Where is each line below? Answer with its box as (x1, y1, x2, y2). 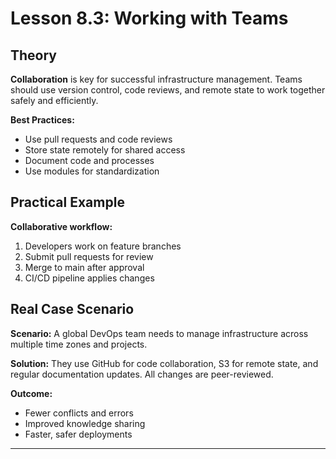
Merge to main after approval (24, 261, 145, 273)
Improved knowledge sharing (24, 417, 146, 429)
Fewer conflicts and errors (24, 407, 134, 419)
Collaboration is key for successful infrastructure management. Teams (10, 73, 303, 85)
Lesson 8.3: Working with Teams (10, 7, 289, 30)
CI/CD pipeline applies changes (24, 272, 155, 284)
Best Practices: (10, 114, 75, 126)
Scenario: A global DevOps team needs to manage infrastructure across (10, 327, 309, 339)
